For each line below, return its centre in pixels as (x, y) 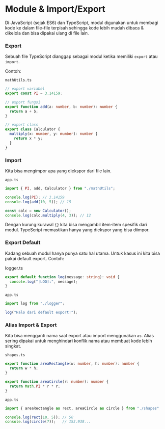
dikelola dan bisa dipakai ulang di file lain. (47, 33)
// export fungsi (23, 102)
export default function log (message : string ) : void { (62, 277)
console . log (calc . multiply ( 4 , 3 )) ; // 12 (48, 215)
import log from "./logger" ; (35, 304)
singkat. (13, 346)
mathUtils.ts (18, 80)
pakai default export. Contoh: (35, 258)
